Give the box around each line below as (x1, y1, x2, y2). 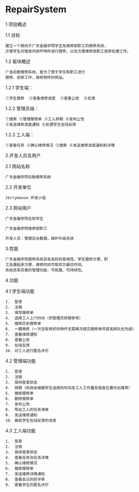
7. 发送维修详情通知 (5, 471, 45, 477)
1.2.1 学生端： (5, 84, 33, 91)
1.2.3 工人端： (5, 132, 35, 138)
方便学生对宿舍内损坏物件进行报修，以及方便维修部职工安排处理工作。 (5, 49, 131, 54)
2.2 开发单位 (5, 184, 32, 190)
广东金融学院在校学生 (5, 216, 43, 221)
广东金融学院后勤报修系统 (5, 174, 51, 180)
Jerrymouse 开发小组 (5, 195, 46, 200)
